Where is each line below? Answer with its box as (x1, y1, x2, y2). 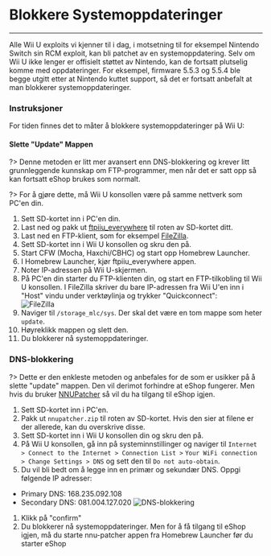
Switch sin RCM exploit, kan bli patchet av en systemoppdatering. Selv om (9, 48, 256, 58)
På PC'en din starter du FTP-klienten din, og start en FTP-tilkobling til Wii (20, 274, 262, 283)
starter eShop (20, 538, 67, 548)
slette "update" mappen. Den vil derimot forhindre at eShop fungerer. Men (9, 381, 256, 390)
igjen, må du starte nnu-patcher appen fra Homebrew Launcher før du (20, 529, 253, 540)
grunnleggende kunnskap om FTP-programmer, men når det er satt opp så (9, 166, 257, 175)
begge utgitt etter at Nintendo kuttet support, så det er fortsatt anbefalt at (9, 74, 253, 84)
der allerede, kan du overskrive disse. (20, 422, 146, 431)
